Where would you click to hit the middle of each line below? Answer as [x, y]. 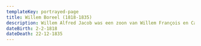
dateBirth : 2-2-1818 [32, 28]
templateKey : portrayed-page [42, 12]
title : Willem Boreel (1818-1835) [49, 17]
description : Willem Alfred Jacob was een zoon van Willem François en [97, 23]
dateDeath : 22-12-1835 [34, 34]
